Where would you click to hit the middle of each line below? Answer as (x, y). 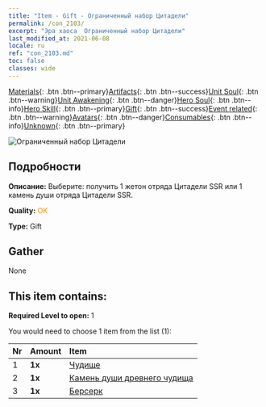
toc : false (27, 61)
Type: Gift (25, 226)
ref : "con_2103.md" (41, 53)
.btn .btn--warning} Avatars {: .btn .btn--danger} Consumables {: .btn (120, 117)
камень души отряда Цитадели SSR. (71, 195)
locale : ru (27, 46)
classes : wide (32, 69)
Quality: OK (28, 210)
